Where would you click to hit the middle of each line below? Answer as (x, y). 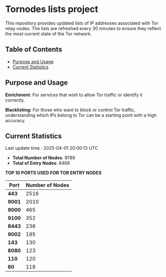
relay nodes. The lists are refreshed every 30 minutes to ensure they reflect (83, 28)
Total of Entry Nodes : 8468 (41, 163)
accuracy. (16, 120)
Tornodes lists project (52, 9)
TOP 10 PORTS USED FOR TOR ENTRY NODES (53, 173)
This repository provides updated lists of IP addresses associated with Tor (82, 23)
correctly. (15, 100)
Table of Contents (34, 49)
